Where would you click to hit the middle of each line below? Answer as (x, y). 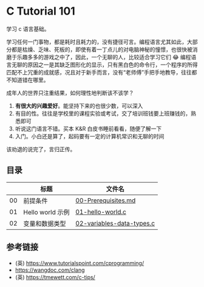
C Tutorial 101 (41, 11)
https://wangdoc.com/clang (50, 270)
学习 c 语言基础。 (28, 29)
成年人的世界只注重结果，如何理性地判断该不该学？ (70, 93)
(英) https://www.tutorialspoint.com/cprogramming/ (80, 263)
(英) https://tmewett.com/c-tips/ (55, 277)
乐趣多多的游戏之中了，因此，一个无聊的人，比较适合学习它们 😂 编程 (104, 57)
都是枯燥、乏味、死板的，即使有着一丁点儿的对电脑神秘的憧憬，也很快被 (102, 49)
